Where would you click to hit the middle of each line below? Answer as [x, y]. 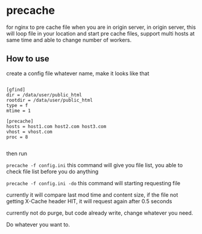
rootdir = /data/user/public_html [50, 100]
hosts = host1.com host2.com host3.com [56, 126]
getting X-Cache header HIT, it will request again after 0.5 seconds [89, 201]
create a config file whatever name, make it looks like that [78, 73]
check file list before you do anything [52, 171]
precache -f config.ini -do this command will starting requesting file [93, 183]
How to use [28, 59]
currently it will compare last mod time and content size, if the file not [92, 195]
